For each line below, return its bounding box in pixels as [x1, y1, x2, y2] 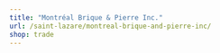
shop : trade [9, 30, 54, 39]
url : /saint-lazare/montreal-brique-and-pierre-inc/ [9, 22, 212, 31]
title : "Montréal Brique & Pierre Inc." [9, 13, 164, 22]
